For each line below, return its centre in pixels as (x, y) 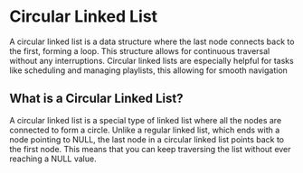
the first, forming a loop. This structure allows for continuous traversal (140, 50)
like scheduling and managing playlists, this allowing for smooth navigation (148, 70)
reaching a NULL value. (53, 159)
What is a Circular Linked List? (96, 99)
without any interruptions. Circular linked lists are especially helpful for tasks (151, 60)
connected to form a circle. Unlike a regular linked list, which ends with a (145, 130)
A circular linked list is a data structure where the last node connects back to (152, 41)
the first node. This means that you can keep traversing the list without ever (150, 149)
